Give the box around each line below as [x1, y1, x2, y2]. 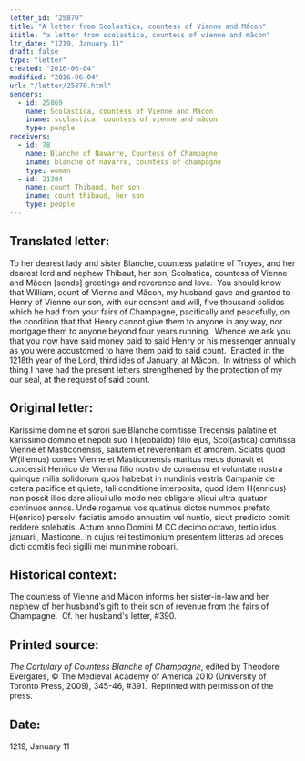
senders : [9, 89, 43, 98]
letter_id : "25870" [9, 13, 84, 23]
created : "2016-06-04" [9, 65, 96, 74]
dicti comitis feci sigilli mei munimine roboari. [9, 540, 178, 551]
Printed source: [9, 637, 99, 653]
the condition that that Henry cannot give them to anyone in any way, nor [9, 315, 283, 326]
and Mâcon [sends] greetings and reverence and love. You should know [9, 277, 282, 288]
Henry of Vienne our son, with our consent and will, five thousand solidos [9, 296, 285, 307]
